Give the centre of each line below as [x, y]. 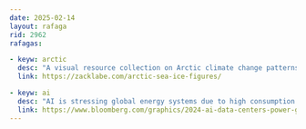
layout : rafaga [38, 26]
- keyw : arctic [38, 60]
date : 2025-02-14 [42, 18]
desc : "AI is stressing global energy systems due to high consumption [157, 101]
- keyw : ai [30, 93]
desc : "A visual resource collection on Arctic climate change [140, 68]
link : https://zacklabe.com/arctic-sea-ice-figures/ [120, 77]
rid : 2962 [28, 35]
